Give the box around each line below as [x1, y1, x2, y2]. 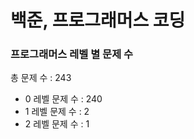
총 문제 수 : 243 [10, 72, 72, 84]
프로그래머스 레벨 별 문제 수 [10, 47, 134, 61]
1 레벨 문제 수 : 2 [24, 106, 90, 118]
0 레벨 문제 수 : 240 [24, 93, 103, 105]
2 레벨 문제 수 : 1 [24, 118, 90, 130]
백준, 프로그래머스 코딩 [10, 9, 186, 32]
